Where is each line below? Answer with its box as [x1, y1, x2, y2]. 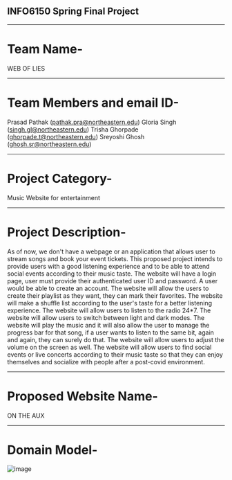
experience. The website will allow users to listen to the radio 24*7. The [7, 306, 211, 314]
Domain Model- [7, 442, 98, 458]
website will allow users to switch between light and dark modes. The [7, 313, 205, 321]
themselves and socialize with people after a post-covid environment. [7, 357, 205, 366]
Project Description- [7, 224, 126, 240]
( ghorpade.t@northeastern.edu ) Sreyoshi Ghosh [7, 132, 145, 141]
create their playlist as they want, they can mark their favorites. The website [7, 291, 223, 300]
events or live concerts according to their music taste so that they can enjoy [7, 350, 223, 359]
